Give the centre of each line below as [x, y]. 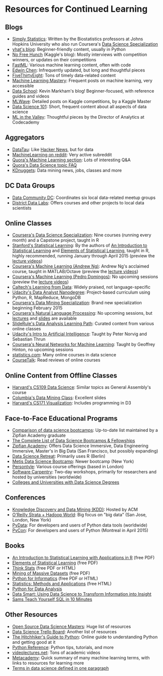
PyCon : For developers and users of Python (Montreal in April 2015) [80, 530]
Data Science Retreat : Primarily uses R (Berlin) [59, 456]
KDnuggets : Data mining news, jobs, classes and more [67, 170]
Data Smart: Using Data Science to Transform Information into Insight [82, 594]
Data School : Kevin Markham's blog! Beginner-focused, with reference [83, 91]
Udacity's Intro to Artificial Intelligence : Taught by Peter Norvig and [80, 334]
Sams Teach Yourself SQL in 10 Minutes [52, 599]
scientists [22, 208]
